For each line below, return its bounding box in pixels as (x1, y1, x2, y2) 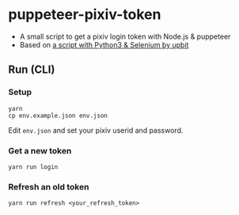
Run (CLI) (8, 63, 55, 77)
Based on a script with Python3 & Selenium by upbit (19, 40, 189, 49)
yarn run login (8, 163, 59, 171)
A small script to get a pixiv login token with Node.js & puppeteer (19, 32, 231, 41)
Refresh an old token (8, 181, 89, 192)
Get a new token (8, 145, 72, 156)
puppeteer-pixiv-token (8, 6, 161, 24)
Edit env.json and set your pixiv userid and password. (8, 125, 184, 135)
